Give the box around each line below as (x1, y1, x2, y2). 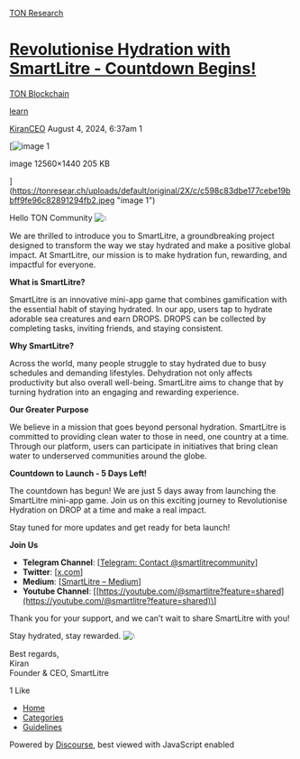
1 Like (9, 685, 31, 696)
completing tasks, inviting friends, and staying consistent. (9, 322, 223, 333)
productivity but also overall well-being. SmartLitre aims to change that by (9, 376, 284, 387)
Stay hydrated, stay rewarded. (9, 630, 122, 641)
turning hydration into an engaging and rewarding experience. (9, 386, 240, 397)
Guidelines (22, 721, 63, 732)
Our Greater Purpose (9, 403, 89, 414)
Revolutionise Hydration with (9, 40, 232, 60)
